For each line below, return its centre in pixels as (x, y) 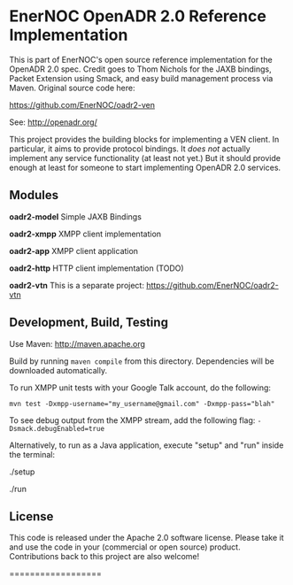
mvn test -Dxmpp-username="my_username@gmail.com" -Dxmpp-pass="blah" (142, 404)
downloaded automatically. (58, 370)
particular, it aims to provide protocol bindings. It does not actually (130, 149)
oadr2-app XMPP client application (74, 250)
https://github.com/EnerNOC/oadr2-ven (82, 104)
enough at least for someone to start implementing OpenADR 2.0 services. (145, 167)
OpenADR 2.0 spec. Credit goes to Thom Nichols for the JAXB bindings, (140, 69)
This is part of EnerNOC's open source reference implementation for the (141, 59)
